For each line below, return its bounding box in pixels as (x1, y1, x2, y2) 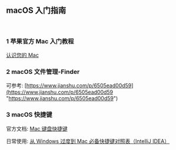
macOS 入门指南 (6, 5, 67, 16)
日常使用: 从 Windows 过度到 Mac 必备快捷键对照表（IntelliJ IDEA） (6, 137, 170, 145)
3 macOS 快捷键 (6, 111, 52, 119)
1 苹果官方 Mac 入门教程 (6, 37, 74, 45)
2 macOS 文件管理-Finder (6, 68, 80, 76)
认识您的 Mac (6, 52, 39, 59)
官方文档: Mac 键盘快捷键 (6, 125, 68, 132)
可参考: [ (6, 82, 27, 89)
